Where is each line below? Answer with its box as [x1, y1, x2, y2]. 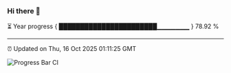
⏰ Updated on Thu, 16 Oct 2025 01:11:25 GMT [7, 45, 137, 53]
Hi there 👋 [7, 6, 41, 16]
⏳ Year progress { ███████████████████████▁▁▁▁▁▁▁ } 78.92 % [7, 22, 219, 30]
